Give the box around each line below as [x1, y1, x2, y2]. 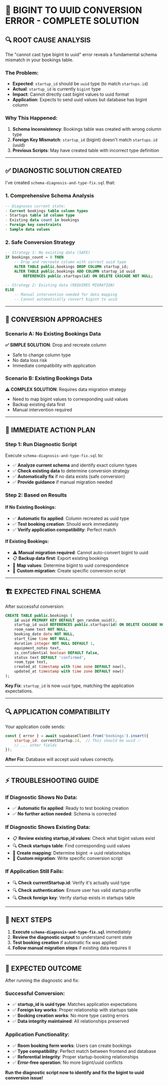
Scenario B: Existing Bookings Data [5, 375, 92, 382]
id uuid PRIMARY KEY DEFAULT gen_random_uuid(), [14, 617, 117, 623]
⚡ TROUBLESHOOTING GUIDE [5, 776, 99, 785]
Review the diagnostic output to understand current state [12, 934, 132, 940]
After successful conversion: [5, 603, 64, 609]
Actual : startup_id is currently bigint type [12, 86, 101, 92]
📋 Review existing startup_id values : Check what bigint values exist [12, 835, 155, 841]
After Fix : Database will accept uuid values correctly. [5, 756, 114, 762]
